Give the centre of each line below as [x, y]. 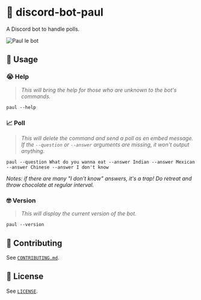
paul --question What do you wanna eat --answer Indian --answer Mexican [101, 162]
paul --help [21, 107]
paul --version [25, 225]
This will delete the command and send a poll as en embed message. [107, 138]
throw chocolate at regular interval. [50, 185]
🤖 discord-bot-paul [55, 12]
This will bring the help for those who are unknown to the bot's [99, 90]
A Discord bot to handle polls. [43, 29]
